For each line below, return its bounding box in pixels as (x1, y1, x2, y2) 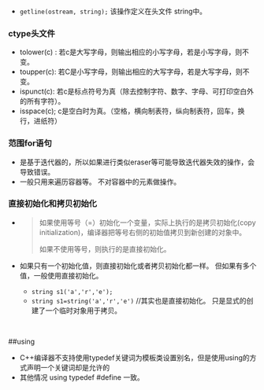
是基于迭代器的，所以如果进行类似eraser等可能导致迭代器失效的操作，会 (19, 157, 255, 167)
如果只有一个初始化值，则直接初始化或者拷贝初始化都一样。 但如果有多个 (19, 261, 257, 270)
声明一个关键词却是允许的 (26, 362, 110, 372)
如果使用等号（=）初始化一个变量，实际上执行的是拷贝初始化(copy (39, 218, 256, 227)
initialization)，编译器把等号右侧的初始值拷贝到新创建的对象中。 (39, 227, 247, 237)
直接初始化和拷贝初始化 (8, 198, 97, 209)
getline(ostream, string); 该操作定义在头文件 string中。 (19, 6, 207, 16)
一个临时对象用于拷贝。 (45, 305, 122, 315)
